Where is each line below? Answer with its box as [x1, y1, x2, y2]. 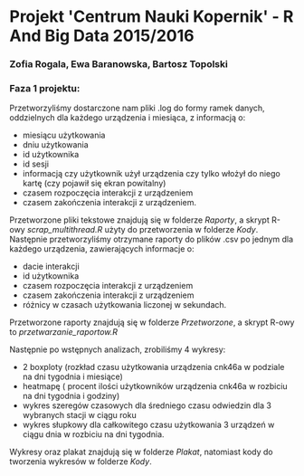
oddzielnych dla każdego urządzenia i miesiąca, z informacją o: [9, 112, 246, 123]
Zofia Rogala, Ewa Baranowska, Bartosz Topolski [9, 58, 228, 71]
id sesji [22, 158, 50, 169]
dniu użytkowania [22, 139, 89, 150]
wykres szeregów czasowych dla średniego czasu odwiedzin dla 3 [22, 400, 271, 411]
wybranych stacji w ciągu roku [22, 410, 138, 421]
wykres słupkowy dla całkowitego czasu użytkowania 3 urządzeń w [22, 419, 275, 431]
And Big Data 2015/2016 [9, 25, 195, 46]
